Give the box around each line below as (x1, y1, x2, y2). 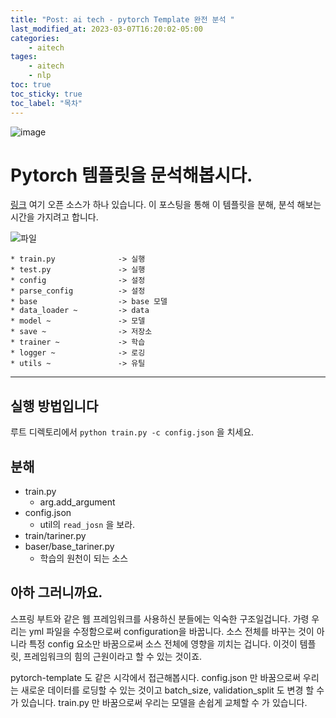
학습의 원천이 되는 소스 (39, 552, 129, 565)
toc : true (10, 80, 52, 90)
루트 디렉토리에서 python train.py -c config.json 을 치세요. (10, 426, 255, 438)
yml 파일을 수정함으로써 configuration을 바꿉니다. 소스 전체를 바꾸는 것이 (28, 625, 315, 637)
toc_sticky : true (10, 89, 83, 99)
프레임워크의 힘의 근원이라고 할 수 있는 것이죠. (23, 650, 203, 662)
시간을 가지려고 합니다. (10, 211, 99, 223)
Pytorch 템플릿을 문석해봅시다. (10, 164, 253, 186)
